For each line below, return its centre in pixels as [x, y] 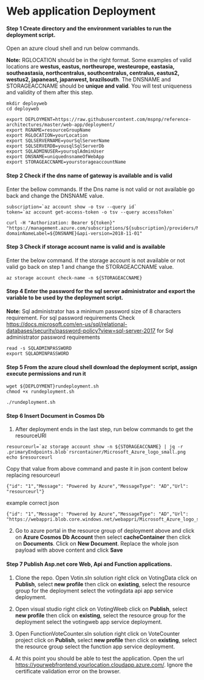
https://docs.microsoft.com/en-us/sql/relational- [67, 324]
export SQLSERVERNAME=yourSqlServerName [58, 141]
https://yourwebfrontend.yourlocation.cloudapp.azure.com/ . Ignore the [104, 665]
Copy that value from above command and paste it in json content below [97, 469]
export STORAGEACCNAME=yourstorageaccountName [66, 162]
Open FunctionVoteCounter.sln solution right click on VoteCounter [97, 633]
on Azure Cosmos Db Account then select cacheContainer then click [103, 537]
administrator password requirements [53, 337]
